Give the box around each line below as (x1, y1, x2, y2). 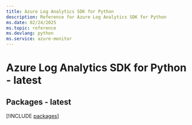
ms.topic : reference (6, 25, 57, 31)
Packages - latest (6, 97, 72, 107)
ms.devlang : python (6, 31, 54, 36)
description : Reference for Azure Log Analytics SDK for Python (6, 14, 167, 20)
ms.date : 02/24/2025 (6, 19, 57, 25)
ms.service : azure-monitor (6, 36, 72, 42)
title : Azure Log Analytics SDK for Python (6, 8, 114, 15)
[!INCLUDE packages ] (6, 113, 59, 119)
